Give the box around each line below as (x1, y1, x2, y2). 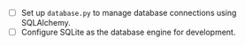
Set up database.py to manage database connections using (20, 8, 237, 18)
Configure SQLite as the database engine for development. (20, 27, 236, 38)
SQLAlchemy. (20, 18, 72, 28)
